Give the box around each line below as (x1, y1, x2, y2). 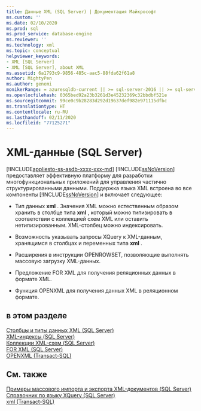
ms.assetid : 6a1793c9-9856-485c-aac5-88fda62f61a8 (6, 70, 135, 76)
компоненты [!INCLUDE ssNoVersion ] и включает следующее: (6, 191, 163, 198)
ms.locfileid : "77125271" (6, 120, 71, 126)
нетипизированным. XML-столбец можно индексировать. (14, 222, 163, 229)
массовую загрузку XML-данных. (14, 258, 100, 265)
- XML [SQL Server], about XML (6, 64, 84, 71)
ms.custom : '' (6, 14, 42, 20)
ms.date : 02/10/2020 (6, 20, 58, 26)
